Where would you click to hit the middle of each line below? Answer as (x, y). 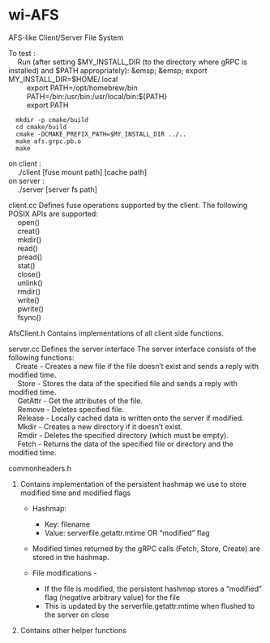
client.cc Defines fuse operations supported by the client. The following (128, 205)
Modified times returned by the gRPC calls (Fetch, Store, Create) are (146, 548)
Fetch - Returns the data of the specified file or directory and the (125, 444)
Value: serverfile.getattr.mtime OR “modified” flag (127, 532)
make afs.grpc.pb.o (49, 141)
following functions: (41, 357)
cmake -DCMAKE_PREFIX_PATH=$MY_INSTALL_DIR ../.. (101, 134)
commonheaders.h (40, 468)
